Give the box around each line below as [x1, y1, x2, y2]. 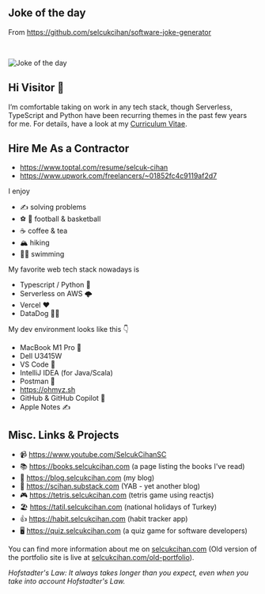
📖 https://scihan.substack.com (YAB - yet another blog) [19, 482, 200, 491]
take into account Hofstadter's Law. [8, 577, 126, 586]
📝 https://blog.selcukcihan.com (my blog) [19, 473, 155, 482]
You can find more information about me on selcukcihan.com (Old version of [8, 544, 257, 554]
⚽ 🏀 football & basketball [19, 214, 101, 224]
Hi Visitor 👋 [8, 81, 65, 94]
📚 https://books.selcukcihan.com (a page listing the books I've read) [19, 462, 245, 471]
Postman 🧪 [19, 376, 55, 386]
